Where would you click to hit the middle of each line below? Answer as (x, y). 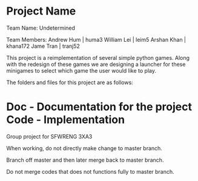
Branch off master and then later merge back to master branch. (85, 160)
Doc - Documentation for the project (99, 107)
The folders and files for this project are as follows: (70, 82)
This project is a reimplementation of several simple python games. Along (98, 58)
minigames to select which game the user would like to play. (81, 70)
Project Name (41, 11)
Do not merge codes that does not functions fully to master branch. (90, 171)
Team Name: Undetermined (41, 28)
